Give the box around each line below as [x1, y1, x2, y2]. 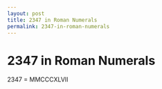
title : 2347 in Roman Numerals [7, 17, 98, 23]
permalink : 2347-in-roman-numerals [7, 23, 110, 30]
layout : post [7, 10, 45, 17]
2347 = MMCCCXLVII [7, 75, 69, 83]
